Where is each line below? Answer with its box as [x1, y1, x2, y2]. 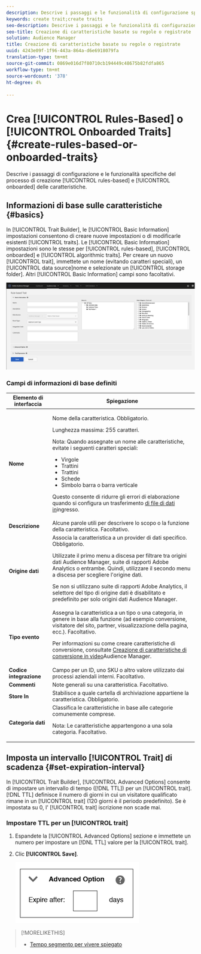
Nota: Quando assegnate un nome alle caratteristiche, [52, 438, 185, 445]
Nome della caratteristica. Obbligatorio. [52, 414, 149, 421]
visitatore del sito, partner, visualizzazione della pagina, [52, 622, 188, 629]
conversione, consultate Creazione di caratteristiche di [52, 646, 187, 654]
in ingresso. [52, 506, 80, 513]
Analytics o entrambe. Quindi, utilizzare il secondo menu [52, 565, 191, 572]
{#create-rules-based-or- [6, 138, 138, 151]
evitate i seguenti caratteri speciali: [52, 444, 138, 451]
